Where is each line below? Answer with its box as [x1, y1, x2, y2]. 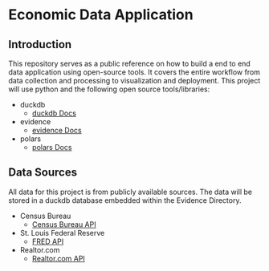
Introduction [8, 38, 72, 51]
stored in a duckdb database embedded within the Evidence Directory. [8, 195, 242, 205]
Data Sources [8, 166, 78, 180]
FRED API [31, 237, 64, 246]
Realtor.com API [31, 253, 86, 263]
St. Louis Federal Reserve [19, 228, 105, 237]
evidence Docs [31, 126, 82, 135]
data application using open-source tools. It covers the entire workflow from [8, 67, 261, 77]
